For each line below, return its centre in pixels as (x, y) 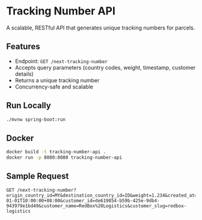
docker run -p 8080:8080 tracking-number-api (64, 157)
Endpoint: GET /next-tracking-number (61, 61)
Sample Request (38, 176)
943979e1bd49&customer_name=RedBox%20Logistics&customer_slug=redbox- (96, 206)
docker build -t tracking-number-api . (56, 152)
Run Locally (29, 105)
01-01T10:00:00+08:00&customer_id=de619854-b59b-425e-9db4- (83, 200)
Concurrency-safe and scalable (54, 87)
